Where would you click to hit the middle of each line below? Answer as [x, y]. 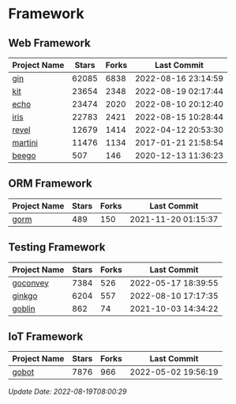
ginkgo [25, 296]
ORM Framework [50, 184]
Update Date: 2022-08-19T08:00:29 [67, 391]
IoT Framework [46, 337]
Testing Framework [57, 247]
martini [25, 143]
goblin [24, 308]
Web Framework [49, 43]
